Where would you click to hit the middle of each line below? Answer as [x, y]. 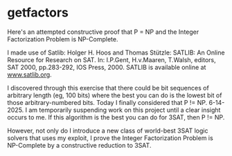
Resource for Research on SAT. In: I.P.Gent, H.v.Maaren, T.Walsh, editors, [111, 59]
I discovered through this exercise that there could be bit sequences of [108, 88]
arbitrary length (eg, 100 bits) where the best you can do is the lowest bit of [115, 95]
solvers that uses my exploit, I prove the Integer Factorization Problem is [110, 138]
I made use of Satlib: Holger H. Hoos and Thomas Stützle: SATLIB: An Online [116, 52]
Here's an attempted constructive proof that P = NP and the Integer [103, 32]
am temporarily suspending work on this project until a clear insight [125, 110]
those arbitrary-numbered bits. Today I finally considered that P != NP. [107, 102]
